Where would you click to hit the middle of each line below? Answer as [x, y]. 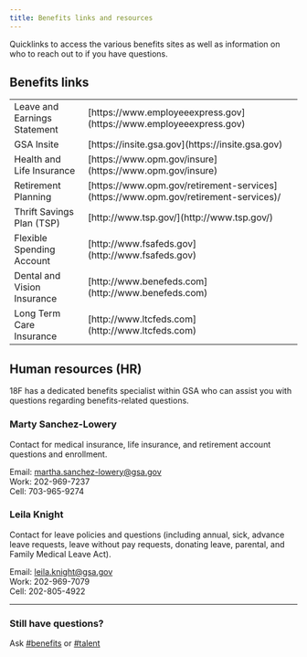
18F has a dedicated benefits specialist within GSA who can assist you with [151, 391]
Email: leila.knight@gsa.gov [61, 571]
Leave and [37, 107]
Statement [36, 130]
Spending [35, 249]
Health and [37, 159]
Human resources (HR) [76, 369]
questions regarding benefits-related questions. [99, 401]
